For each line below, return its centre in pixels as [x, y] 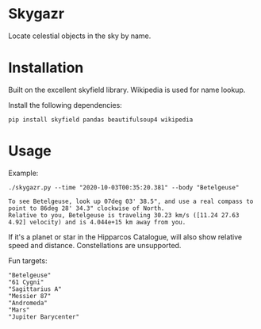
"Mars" [19, 310]
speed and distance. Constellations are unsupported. [95, 245]
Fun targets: [28, 260]
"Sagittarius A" [35, 289]
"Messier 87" [30, 296]
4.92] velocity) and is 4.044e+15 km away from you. [97, 222]
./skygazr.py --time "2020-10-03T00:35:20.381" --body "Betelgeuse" [124, 187]
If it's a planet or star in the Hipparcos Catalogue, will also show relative [125, 237]
